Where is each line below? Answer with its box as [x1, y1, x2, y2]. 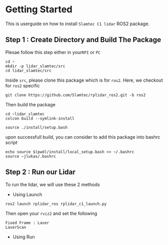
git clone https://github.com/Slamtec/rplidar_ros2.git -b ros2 [5, 92, 146, 98]
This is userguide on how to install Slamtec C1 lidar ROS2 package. [5, 21, 150, 27]
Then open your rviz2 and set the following [5, 210, 98, 216]
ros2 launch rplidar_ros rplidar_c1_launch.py [5, 201, 107, 206]
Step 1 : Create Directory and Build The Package [5, 35, 161, 44]
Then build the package [5, 101, 55, 107]
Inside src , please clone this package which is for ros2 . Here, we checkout [5, 77, 163, 83]
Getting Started [5, 4, 73, 15]
